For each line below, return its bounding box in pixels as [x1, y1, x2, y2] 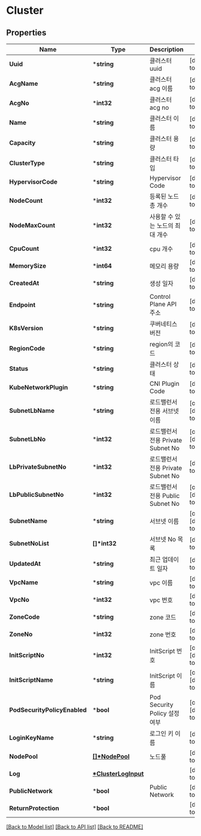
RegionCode [9, 344, 45, 352]
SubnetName [9, 517, 48, 525]
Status [9, 364, 29, 373]
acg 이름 [149, 85, 173, 92]
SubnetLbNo [9, 435, 46, 443]
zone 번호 [149, 631, 176, 639]
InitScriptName [9, 676, 54, 684]
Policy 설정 [149, 709, 179, 717]
